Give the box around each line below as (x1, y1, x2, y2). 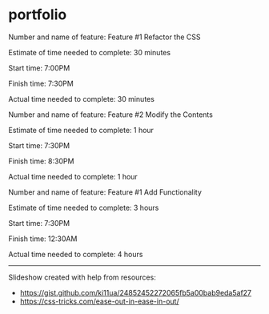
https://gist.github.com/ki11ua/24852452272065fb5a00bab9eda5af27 (19, 288, 252, 297)
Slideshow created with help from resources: (8, 272, 156, 282)
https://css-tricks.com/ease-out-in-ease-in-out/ (19, 296, 179, 306)
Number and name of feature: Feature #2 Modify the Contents (8, 110, 214, 119)
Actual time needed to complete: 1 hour (8, 171, 138, 181)
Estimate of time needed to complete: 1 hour (8, 125, 155, 135)
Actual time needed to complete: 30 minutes (8, 94, 155, 103)
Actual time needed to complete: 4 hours (8, 249, 143, 259)
